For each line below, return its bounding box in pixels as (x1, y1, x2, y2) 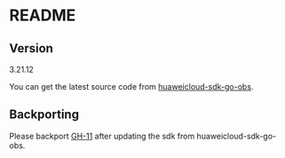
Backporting (9, 107, 80, 122)
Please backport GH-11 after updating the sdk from (9, 130, 195, 141)
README (9, 5, 76, 26)
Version (9, 41, 53, 56)
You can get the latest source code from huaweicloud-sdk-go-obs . (9, 82, 254, 91)
